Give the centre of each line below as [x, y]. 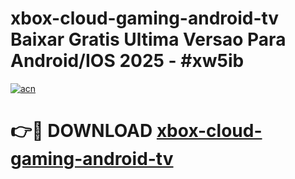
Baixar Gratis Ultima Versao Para [148, 39]
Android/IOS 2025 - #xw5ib [127, 61]
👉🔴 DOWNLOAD [81, 131]
